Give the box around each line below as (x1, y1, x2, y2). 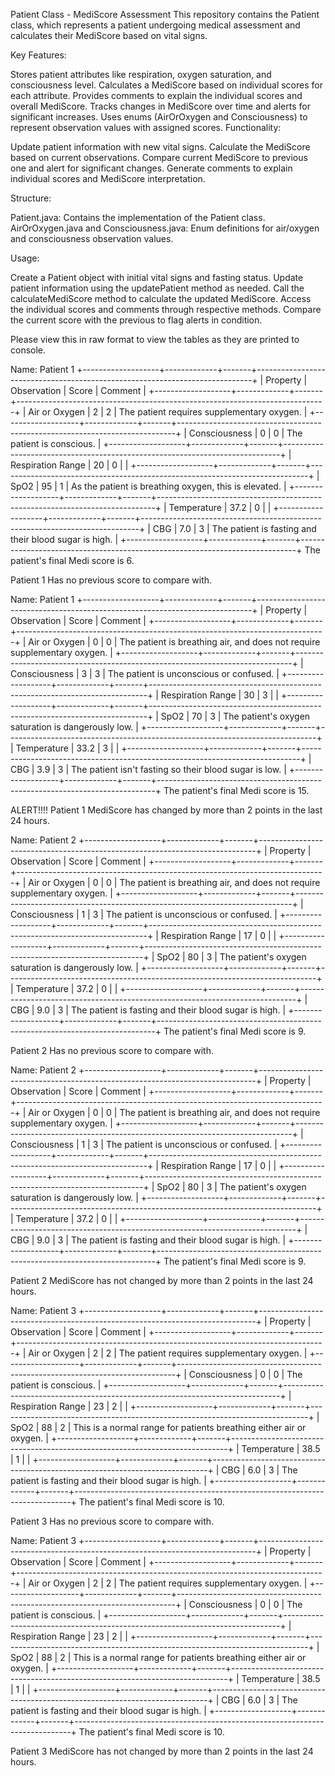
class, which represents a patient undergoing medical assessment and (10, 19, 301, 31)
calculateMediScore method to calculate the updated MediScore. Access (10, 293, 312, 304)
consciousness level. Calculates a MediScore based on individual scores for (10, 79, 323, 91)
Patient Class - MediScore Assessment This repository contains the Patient (10, 9, 320, 20)
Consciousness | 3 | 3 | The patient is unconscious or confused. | (10, 668, 280, 679)
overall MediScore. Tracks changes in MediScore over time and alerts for (10, 100, 311, 112)
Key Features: (10, 49, 67, 61)
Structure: (10, 192, 52, 204)
